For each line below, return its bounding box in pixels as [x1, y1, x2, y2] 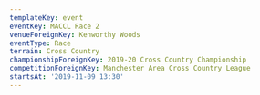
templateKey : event [9, 13, 84, 23]
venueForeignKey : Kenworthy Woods [9, 30, 141, 39]
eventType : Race [9, 38, 71, 48]
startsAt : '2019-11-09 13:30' [9, 72, 125, 81]
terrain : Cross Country [9, 47, 100, 56]
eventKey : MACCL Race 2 [9, 22, 100, 31]
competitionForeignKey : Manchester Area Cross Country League [9, 64, 251, 73]
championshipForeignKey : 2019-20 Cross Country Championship [9, 55, 247, 64]
